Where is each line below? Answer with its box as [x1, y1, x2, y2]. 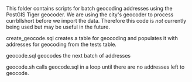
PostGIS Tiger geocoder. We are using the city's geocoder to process [6, 11, 174, 18]
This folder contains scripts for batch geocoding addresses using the [6, 5, 173, 12]
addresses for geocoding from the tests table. [6, 41, 117, 48]
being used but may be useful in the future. [6, 23, 110, 30]
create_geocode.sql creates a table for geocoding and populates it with [6, 35, 179, 41]
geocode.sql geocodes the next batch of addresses [6, 52, 131, 59]
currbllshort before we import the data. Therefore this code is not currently [6, 17, 187, 24]
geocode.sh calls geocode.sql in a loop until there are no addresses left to [6, 63, 185, 70]
